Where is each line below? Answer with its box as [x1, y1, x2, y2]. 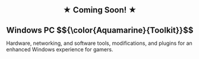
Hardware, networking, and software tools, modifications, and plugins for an [6, 40, 193, 47]
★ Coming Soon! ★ [62, 5, 137, 15]
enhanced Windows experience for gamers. [6, 45, 113, 53]
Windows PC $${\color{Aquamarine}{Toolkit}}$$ [6, 25, 194, 35]
